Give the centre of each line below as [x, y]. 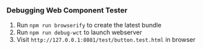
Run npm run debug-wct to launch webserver [79, 32]
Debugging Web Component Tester [67, 10]
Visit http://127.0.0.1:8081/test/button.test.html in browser [106, 40]
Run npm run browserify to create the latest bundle [89, 25]
